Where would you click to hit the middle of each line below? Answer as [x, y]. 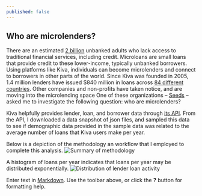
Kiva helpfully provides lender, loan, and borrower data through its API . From [101, 113]
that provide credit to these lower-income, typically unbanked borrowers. [97, 63]
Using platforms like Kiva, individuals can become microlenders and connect [101, 70]
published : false [28, 12]
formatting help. [26, 186]
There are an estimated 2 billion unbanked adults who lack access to [91, 51]
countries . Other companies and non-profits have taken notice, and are [94, 89]
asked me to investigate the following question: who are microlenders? [94, 102]
